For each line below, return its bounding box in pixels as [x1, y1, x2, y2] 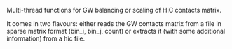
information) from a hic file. [6, 34, 86, 43]
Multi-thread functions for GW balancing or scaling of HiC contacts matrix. [6, 6, 222, 14]
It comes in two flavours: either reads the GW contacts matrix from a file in [6, 20, 222, 27]
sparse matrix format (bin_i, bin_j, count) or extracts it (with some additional [6, 27, 226, 35]
